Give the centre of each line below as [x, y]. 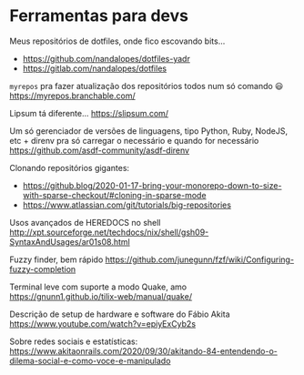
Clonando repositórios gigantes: [70, 167]
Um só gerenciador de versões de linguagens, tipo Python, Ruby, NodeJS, [149, 131]
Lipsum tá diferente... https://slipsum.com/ [89, 113]
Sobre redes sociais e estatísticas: [74, 341]
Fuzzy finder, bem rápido [56, 259]
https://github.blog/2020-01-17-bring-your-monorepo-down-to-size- [152, 185]
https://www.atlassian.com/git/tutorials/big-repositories [127, 205]
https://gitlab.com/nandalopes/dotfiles [94, 68]
